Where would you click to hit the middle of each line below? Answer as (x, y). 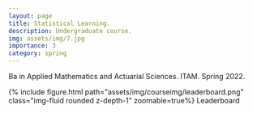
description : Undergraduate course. (70, 31)
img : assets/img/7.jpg (47, 38)
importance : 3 (32, 46)
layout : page (30, 16)
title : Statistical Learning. (60, 23)
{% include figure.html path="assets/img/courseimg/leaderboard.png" (126, 92)
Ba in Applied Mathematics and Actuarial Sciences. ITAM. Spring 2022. (127, 76)
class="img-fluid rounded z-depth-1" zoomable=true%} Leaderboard (124, 100)
